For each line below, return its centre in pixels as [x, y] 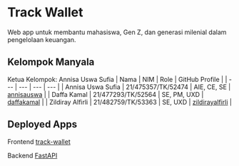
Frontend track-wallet [39, 141]
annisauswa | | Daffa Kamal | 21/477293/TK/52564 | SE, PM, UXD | [106, 94]
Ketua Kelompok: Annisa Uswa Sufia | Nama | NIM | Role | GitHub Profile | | [117, 79]
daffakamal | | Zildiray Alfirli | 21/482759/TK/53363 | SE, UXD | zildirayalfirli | [119, 102]
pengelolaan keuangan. [42, 39]
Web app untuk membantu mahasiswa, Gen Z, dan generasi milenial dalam [117, 32]
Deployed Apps [42, 124]
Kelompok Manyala [51, 62]
